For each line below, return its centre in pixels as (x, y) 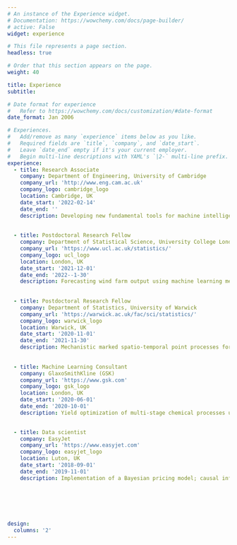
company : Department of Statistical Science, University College (118, 242)
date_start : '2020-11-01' (58, 334)
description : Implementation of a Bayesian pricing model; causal (120, 478)
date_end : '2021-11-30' (55, 341)
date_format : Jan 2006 (41, 117)
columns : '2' (33, 530)
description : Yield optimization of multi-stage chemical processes (123, 413)
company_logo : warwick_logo (61, 321)
